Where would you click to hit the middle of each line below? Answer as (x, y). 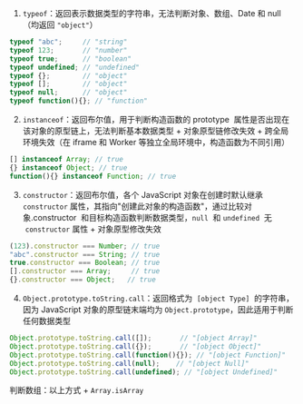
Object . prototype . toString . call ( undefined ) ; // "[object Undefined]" (144, 372)
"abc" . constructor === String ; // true (85, 254)
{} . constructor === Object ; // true (83, 280)
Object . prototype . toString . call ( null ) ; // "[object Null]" (129, 363)
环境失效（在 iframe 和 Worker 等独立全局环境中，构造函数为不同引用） (156, 142)
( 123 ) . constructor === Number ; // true (85, 246)
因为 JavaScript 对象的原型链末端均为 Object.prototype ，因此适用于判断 (158, 310)
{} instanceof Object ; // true (68, 168)
